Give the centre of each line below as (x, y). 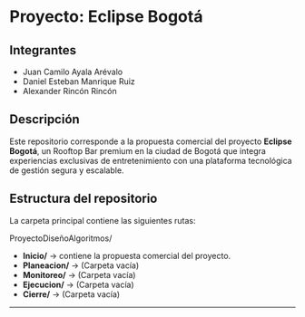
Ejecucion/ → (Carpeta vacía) (78, 284)
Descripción (44, 120)
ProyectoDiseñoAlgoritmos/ (61, 238)
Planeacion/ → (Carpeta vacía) (81, 265)
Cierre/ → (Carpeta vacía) (71, 294)
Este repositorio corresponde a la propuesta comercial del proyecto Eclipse (151, 141)
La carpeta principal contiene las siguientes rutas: (103, 220)
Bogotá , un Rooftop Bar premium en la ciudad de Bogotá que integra (138, 150)
